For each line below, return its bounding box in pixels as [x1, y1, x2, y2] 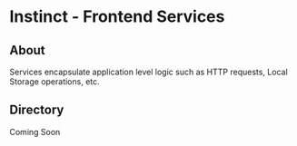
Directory [9, 102, 64, 118]
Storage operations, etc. [9, 76, 100, 87]
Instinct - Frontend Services [9, 6, 225, 27]
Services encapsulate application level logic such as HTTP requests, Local [9, 66, 288, 77]
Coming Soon [9, 126, 61, 137]
